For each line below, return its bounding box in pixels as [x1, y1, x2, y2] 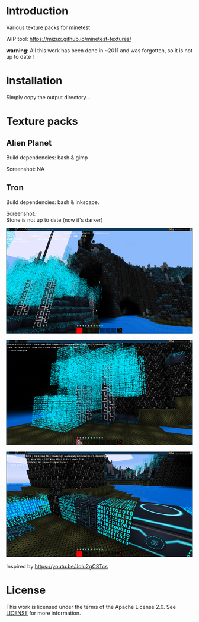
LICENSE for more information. [6, 610, 81, 617]
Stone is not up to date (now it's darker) [6, 216, 103, 224]
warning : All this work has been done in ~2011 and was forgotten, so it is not [6, 46, 192, 54]
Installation [6, 74, 63, 87]
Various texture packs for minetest [6, 24, 91, 31]
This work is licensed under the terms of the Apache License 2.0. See [6, 604, 176, 611]
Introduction [6, 4, 69, 18]
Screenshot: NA [6, 165, 45, 172]
